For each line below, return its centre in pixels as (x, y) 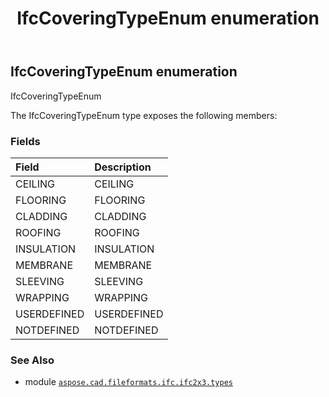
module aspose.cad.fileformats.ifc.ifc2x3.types (128, 382)
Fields (25, 141)
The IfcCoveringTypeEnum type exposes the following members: (144, 115)
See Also (32, 360)
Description (123, 167)
